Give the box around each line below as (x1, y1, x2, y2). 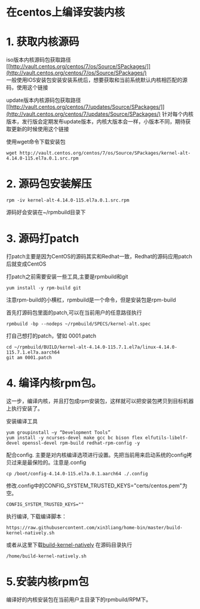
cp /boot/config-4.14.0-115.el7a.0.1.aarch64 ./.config (6, 471, 148, 477)
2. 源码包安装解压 (6, 177, 92, 191)
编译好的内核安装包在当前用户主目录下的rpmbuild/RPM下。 (6, 596, 152, 603)
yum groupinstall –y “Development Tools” (6, 429, 111, 435)
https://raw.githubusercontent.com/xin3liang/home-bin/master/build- (6, 524, 183, 530)
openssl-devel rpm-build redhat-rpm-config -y (21, 440, 140, 446)
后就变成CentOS (6, 260, 47, 267)
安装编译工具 (6, 417, 38, 424)
